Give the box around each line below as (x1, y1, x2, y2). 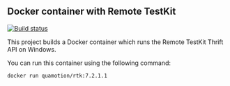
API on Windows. (7, 45, 56, 53)
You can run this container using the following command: (7, 59, 171, 67)
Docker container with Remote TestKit (7, 6, 176, 17)
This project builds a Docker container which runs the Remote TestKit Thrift (7, 38, 224, 46)
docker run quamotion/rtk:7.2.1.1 (7, 72, 108, 79)
